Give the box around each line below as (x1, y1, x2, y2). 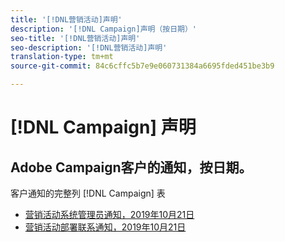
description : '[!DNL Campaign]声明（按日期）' (10, 24, 198, 34)
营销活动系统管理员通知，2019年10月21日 (24, 209, 195, 220)
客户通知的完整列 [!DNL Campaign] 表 (10, 187, 166, 199)
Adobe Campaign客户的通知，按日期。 (10, 159, 253, 176)
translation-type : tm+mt (10, 52, 114, 62)
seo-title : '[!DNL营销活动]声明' (10, 33, 141, 43)
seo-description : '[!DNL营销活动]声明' (10, 42, 168, 53)
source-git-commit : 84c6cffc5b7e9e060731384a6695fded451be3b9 (10, 61, 275, 71)
